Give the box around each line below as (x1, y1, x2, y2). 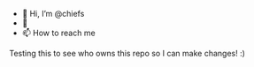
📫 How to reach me (21, 27, 96, 38)
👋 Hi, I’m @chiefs (21, 9, 85, 19)
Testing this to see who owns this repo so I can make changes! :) (9, 48, 246, 58)
